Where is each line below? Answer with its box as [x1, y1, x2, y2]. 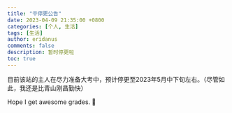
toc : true [7, 55, 36, 62]
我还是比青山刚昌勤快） [19, 84, 87, 92]
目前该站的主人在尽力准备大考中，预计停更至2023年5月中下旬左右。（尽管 [7, 75, 219, 83]
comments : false [7, 42, 55, 49]
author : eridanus [7, 36, 58, 43]
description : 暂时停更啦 [7, 49, 75, 56]
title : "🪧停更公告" [7, 10, 61, 17]
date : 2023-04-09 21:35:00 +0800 [7, 17, 105, 24]
